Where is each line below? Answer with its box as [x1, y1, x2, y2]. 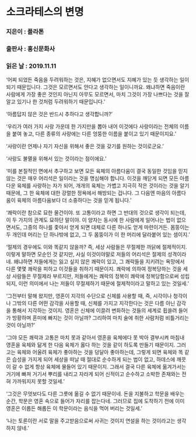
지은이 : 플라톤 [6, 27, 44, 36]
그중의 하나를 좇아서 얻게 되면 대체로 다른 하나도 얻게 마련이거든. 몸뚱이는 [23, 224, 190, 231]
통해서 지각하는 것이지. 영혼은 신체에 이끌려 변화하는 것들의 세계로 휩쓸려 [12, 307, 177, 314]
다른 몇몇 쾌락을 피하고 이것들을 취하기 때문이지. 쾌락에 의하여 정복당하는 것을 [6, 265, 182, 272]
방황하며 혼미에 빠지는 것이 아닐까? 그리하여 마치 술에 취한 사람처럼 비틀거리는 [12, 314, 190, 321]
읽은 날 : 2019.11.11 [6, 62, 57, 70]
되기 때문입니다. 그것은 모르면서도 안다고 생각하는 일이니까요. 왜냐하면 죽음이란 [6, 84, 185, 91]
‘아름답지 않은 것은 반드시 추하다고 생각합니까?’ [6, 110, 113, 117]
